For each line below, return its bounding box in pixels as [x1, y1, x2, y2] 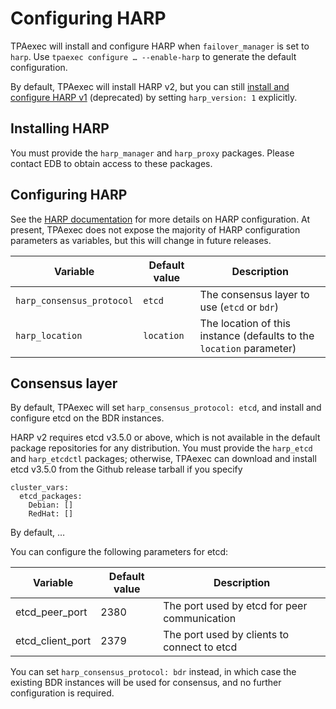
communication [163, 612, 237, 626]
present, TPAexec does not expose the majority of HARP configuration [10, 223, 301, 236]
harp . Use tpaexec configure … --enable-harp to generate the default [10, 50, 297, 62]
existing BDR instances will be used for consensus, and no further [10, 677, 282, 689]
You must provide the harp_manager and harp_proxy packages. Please [10, 147, 295, 159]
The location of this [199, 316, 291, 330]
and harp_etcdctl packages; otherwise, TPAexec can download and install [10, 453, 317, 465]
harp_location [15, 330, 83, 341]
